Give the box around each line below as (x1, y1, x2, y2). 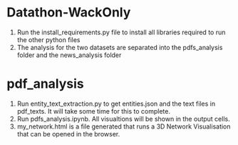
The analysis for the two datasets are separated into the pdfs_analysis (16, 43, 223, 51)
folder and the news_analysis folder (16, 51, 122, 59)
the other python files (16, 35, 81, 44)
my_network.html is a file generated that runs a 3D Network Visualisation (16, 122, 231, 131)
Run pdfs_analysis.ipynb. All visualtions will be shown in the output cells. (16, 114, 230, 123)
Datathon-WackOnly (6, 4, 131, 21)
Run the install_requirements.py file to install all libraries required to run (16, 28, 226, 36)
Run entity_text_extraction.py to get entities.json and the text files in (16, 99, 215, 108)
